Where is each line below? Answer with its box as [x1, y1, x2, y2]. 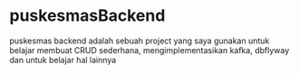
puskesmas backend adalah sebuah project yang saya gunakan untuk [9, 35, 270, 46]
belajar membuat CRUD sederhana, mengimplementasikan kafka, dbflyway [9, 44, 290, 55]
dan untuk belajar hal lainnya [9, 54, 117, 65]
